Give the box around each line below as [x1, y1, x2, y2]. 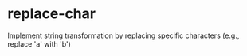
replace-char [7, 5, 96, 23]
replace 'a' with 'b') [7, 39, 71, 48]
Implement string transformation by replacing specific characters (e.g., [7, 31, 240, 40]
